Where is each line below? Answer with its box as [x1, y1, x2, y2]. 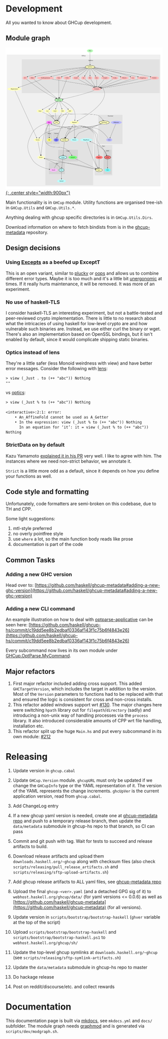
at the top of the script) [12, 920, 61, 926]
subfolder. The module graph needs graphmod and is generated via [5, 1023, 145, 1029]
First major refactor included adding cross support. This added [12, 680, 142, 687]
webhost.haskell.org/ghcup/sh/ [12, 941, 78, 946]
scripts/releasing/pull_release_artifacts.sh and [12, 864, 119, 870]
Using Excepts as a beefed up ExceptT [5, 259, 100, 266]
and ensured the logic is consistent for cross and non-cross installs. [12, 696, 153, 702]
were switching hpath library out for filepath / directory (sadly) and [12, 707, 151, 713]
